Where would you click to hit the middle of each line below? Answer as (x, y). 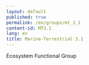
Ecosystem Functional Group (42, 56)
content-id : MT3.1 (29, 28)
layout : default (26, 12)
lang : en (17, 34)
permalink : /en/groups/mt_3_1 (44, 22)
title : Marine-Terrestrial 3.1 (45, 39)
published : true (26, 17)
